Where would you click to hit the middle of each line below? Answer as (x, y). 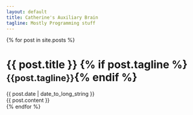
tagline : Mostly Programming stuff (51, 23)
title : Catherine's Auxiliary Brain (52, 17)
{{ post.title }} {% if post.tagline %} (97, 64)
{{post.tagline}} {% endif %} (72, 77)
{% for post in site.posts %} (41, 40)
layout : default (27, 12)
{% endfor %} (24, 107)
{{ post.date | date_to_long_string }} (51, 94)
